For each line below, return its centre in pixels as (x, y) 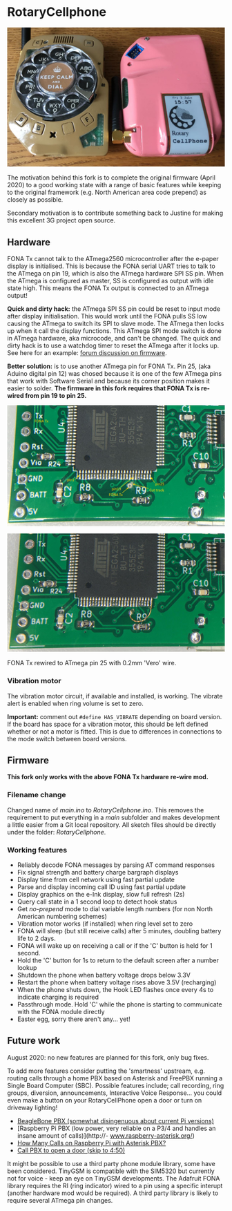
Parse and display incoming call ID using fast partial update (101, 887)
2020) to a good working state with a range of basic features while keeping (114, 185)
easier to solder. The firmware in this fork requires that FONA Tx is (104, 388)
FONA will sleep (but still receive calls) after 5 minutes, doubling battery (119, 931)
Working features (37, 850)
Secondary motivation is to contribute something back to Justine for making (115, 213)
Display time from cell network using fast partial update (96, 880)
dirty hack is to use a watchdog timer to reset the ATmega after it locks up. (113, 345)
